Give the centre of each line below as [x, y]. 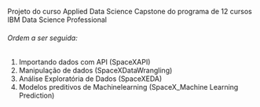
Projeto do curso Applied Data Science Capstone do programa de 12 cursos [130, 11]
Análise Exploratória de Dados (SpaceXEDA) [90, 79]
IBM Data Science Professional [57, 20]
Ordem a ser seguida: [42, 38]
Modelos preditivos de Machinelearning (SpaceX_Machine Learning [128, 87]
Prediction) [37, 96]
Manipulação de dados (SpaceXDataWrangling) [95, 71]
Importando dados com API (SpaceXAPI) [84, 62]
